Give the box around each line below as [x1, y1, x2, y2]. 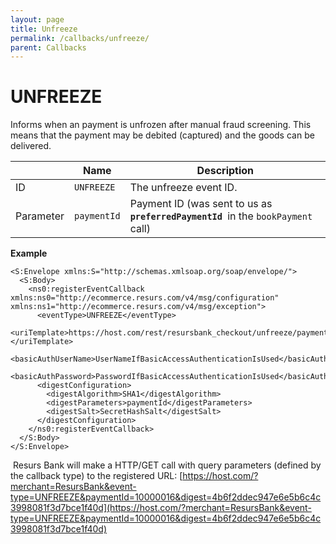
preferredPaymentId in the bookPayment [129, 209, 313, 223]
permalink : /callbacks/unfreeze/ [10, 33, 150, 43]
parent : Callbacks [10, 42, 87, 53]
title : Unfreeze [10, 24, 78, 34]
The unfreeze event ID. [129, 181, 238, 195]
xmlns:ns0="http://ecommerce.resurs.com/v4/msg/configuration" [10, 293, 280, 303]
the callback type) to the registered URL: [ [10, 470, 183, 482]
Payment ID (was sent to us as [129, 197, 273, 211]
